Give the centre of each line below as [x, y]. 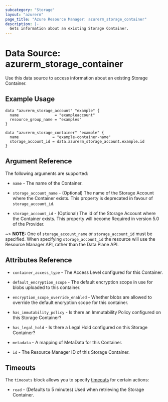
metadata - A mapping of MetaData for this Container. [67, 342]
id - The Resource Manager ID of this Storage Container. [71, 352]
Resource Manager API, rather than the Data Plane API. [62, 244]
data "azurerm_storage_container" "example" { [55, 133]
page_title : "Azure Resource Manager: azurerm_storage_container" [76, 19]
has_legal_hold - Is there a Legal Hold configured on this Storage [80, 327]
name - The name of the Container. [47, 183]
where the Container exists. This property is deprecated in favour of [82, 198]
